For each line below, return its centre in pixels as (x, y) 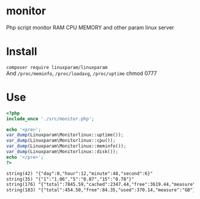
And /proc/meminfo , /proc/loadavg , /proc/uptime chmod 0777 (82, 73)
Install (22, 52)
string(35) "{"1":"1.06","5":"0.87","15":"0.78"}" (70, 179)
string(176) (21, 185)
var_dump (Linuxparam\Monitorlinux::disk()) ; (62, 152)
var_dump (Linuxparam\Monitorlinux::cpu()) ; (61, 141)
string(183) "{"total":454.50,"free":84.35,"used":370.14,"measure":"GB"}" (102, 190)
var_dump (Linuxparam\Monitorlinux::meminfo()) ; (66, 146)
